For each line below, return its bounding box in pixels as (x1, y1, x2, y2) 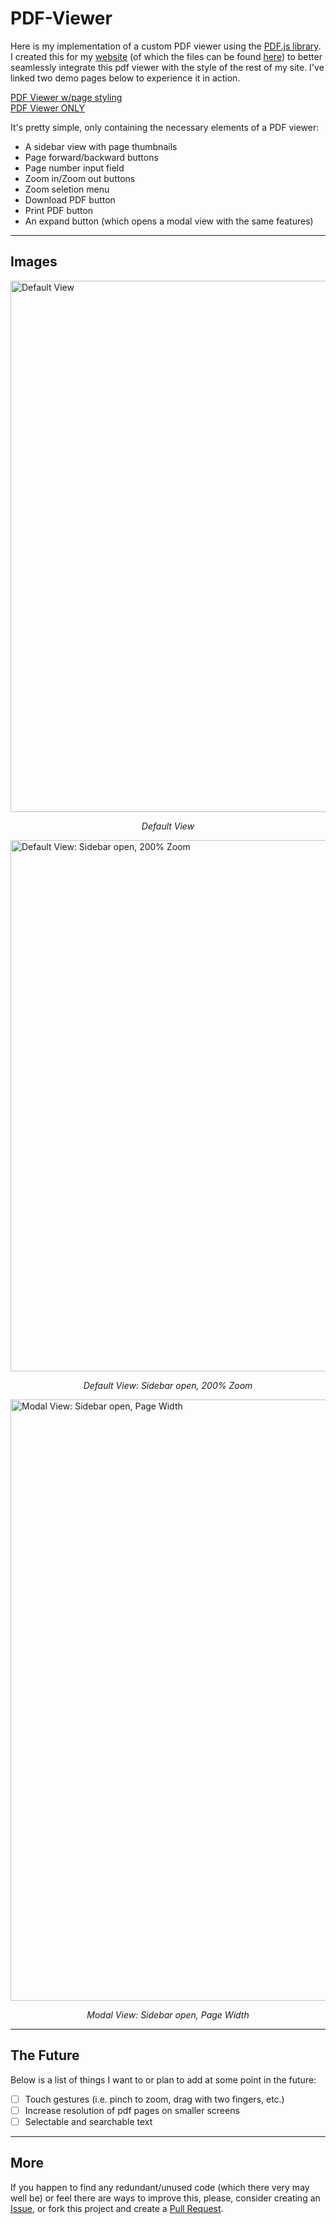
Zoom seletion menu (24, 183, 110, 195)
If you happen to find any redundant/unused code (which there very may (10, 2181, 310, 2193)
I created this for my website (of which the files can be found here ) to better (10, 50, 323, 62)
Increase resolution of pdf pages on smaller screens (24, 2104, 240, 2116)
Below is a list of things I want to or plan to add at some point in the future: (10, 2073, 317, 2086)
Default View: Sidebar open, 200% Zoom (83, 1379, 253, 1391)
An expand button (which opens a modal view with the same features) (24, 215, 314, 227)
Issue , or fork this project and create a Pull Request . (10, 2202, 224, 2214)
